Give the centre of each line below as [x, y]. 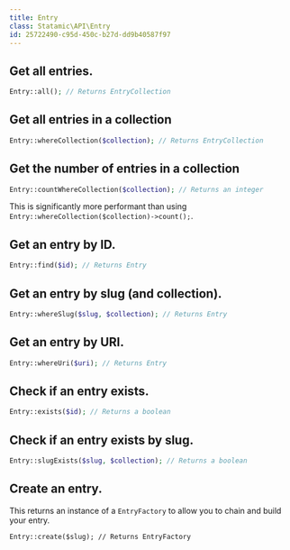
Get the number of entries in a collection [125, 169]
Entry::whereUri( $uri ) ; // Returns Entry [88, 363]
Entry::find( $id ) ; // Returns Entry [78, 266]
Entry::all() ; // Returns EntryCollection [90, 92]
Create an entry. [56, 489]
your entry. [30, 520]
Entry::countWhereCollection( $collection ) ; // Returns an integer [136, 189]
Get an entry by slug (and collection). [116, 293]
